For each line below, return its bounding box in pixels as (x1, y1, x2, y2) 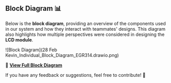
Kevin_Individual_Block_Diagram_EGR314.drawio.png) (5, 52, 119, 58)
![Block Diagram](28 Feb (5, 47, 58, 53)
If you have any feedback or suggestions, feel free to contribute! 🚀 (5, 72, 146, 78)
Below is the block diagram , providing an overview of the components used (5, 20, 166, 27)
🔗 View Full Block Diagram (5, 62, 63, 68)
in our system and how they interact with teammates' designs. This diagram (5, 26, 166, 32)
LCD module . (5, 36, 33, 43)
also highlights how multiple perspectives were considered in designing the (5, 31, 165, 37)
